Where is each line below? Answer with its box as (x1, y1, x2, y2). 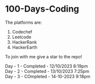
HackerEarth (12, 44, 38, 50)
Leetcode (12, 34, 32, 40)
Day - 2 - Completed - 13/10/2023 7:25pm (5, 68, 89, 74)
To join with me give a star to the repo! (5, 53, 82, 59)
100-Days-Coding (5, 3, 79, 15)
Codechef (12, 29, 33, 34)
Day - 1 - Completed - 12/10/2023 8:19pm (5, 63, 88, 69)
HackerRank (12, 39, 37, 45)
